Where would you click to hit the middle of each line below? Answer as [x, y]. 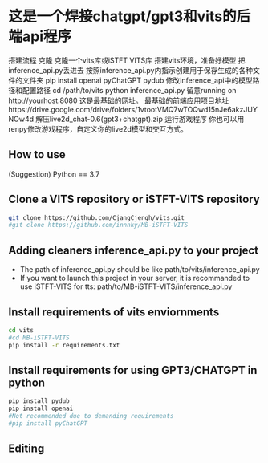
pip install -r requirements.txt [64, 345]
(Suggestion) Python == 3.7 [54, 174]
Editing [26, 449]
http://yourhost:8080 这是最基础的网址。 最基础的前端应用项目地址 [119, 100]
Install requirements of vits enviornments [114, 312]
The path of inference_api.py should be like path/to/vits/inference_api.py [140, 270]
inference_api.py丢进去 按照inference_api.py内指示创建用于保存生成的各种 [131, 70]
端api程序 [40, 37]
